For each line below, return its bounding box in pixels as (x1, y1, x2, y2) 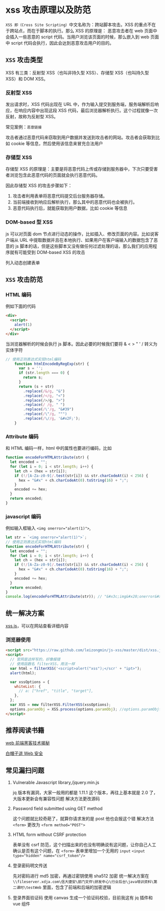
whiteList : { (14, 684, 41, 689)
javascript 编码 (5, 513, 41, 520)
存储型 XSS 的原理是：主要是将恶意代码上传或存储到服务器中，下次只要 (5, 166, 150, 172)
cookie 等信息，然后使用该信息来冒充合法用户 (11, 141, 103, 147)
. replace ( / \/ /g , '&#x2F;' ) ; (23, 416, 80, 421)
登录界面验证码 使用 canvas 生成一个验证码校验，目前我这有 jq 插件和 (12, 895, 153, 901)
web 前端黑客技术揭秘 (5, 740, 50, 746)
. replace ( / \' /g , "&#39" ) (23, 407, 74, 412)
